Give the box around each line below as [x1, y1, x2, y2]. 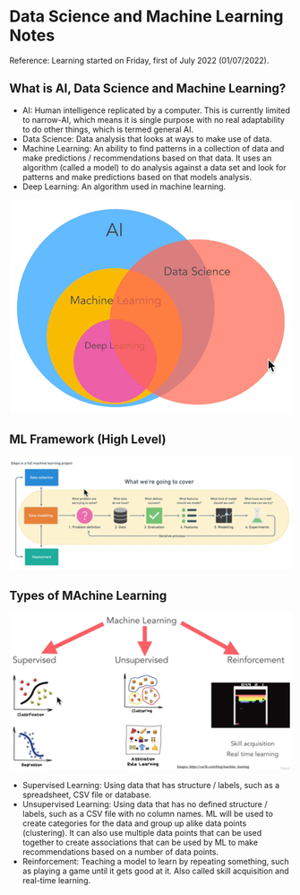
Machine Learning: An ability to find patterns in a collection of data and [21, 143, 285, 153]
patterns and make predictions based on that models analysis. [21, 171, 253, 182]
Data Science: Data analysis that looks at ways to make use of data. [21, 133, 272, 144]
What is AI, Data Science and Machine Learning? [9, 81, 287, 96]
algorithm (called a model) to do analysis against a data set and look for [21, 161, 287, 172]
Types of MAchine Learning [9, 587, 167, 603]
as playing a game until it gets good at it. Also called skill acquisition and [21, 865, 289, 876]
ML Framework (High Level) [9, 431, 167, 447]
